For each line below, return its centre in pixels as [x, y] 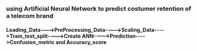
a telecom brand [30, 16]
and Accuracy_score [81, 42]
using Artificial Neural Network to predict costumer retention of [99, 9]
